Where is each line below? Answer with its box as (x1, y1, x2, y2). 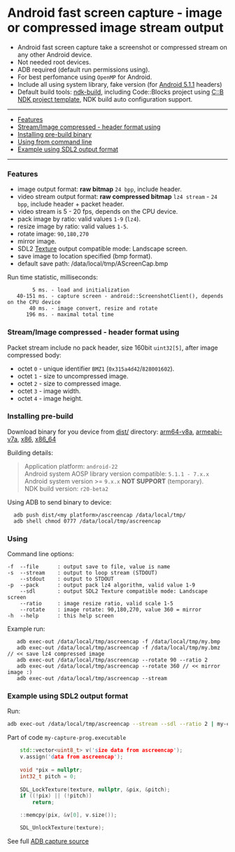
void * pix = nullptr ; (20, 766, 83, 774)
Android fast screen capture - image (7, 5, 222, 21)
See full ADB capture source (7, 837, 90, 845)
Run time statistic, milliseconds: (7, 273, 99, 282)
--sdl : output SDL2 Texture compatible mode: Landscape (20, 588, 208, 595)
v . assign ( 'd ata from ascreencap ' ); (20, 753, 124, 761)
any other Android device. (17, 50, 92, 59)
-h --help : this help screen (7, 612, 114, 619)
